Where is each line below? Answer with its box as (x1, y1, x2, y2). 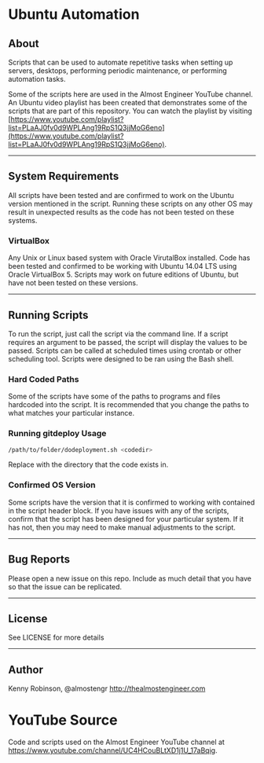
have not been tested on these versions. (8, 278, 139, 288)
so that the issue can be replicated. (8, 581, 123, 591)
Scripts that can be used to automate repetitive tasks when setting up (8, 57, 233, 67)
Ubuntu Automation (8, 6, 140, 24)
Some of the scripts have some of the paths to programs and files (8, 391, 221, 402)
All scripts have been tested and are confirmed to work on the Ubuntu (8, 190, 234, 200)
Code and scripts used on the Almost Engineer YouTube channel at (8, 737, 225, 747)
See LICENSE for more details (8, 633, 104, 642)
